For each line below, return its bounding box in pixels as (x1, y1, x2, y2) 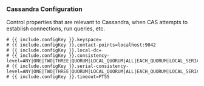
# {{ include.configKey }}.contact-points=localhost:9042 (6, 42, 156, 48)
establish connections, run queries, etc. (6, 25, 105, 32)
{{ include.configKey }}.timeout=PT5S (12, 74, 110, 80)
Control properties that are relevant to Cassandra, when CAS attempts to (6, 19, 188, 26)
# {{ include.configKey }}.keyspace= (6, 37, 102, 43)
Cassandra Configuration (6, 5, 83, 13)
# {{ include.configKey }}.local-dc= (6, 47, 102, 53)
